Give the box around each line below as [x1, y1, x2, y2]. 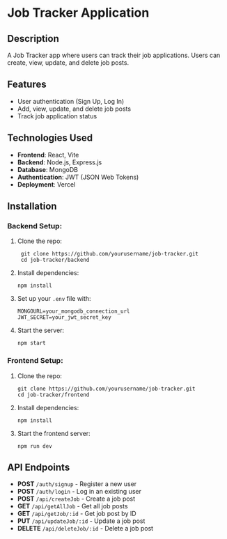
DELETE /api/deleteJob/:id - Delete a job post [17, 524, 154, 533]
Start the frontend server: [17, 429, 91, 437]
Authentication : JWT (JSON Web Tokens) [17, 173, 139, 181]
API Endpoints [7, 462, 70, 473]
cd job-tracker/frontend [17, 391, 90, 398]
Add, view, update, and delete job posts [17, 104, 131, 113]
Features [7, 79, 47, 91]
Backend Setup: [7, 221, 63, 231]
